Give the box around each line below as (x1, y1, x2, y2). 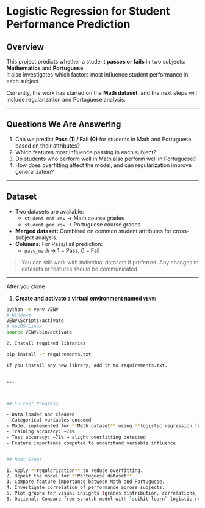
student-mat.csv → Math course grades (24, 214, 124, 222)
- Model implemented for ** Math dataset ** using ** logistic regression (6, 423, 192, 429)
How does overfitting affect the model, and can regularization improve (15, 161, 192, 169)
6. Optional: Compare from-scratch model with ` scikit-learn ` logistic (6, 496, 192, 502)
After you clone (6, 283, 45, 290)
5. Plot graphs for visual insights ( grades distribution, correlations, (6, 490, 198, 496)
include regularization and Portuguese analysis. (6, 96, 126, 103)
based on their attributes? (15, 142, 81, 149)
